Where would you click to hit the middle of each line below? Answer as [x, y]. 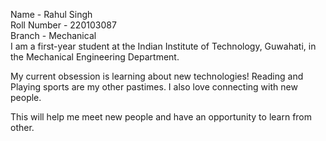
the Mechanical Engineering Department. [95, 57]
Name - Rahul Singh [51, 14]
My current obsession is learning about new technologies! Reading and [157, 76]
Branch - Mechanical [53, 35]
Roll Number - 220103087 [63, 25]
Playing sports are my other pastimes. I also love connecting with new [154, 87]
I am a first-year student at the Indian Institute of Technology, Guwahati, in [163, 46]
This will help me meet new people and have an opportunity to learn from [161, 117]
